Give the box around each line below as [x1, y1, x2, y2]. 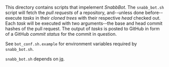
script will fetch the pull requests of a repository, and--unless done [5, 10, 144, 16]
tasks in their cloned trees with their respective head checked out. [23, 15, 161, 21]
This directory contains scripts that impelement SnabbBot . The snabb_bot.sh [5, 5, 164, 10]
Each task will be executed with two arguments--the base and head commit [5, 20, 163, 26]
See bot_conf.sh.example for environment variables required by [5, 41, 137, 47]
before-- [145, 10, 163, 16]
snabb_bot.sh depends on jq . [5, 56, 65, 62]
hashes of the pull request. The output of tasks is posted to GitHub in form [5, 26, 160, 32]
